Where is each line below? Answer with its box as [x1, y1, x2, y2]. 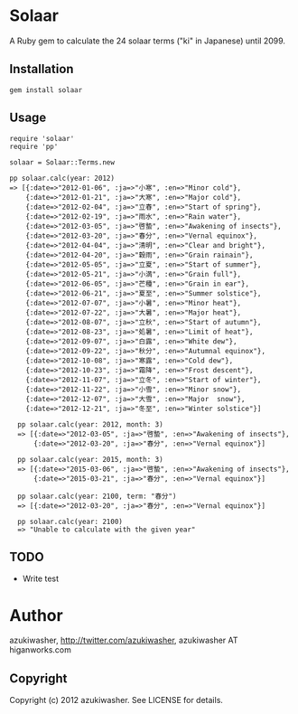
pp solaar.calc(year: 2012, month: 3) [17, 419, 164, 429]
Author [9, 605, 63, 625]
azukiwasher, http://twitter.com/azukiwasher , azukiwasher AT [9, 634, 238, 646]
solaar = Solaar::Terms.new [9, 157, 116, 167]
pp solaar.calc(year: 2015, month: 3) [17, 455, 164, 464]
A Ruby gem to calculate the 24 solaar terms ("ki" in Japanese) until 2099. [9, 35, 286, 46]
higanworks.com [9, 644, 72, 655]
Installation [9, 61, 74, 77]
